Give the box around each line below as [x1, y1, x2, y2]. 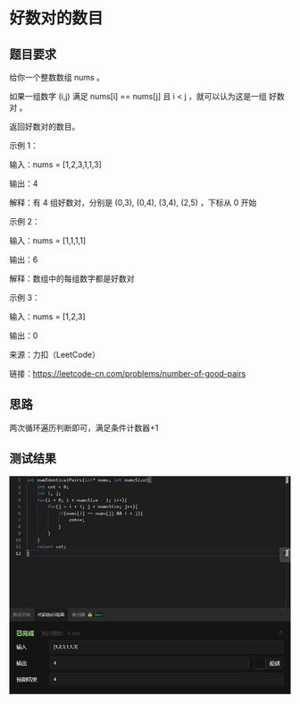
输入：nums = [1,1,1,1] [9, 235, 87, 246]
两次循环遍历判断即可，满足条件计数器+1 [9, 422, 159, 433]
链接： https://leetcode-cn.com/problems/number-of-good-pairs [9, 369, 246, 378]
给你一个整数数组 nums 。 [9, 72, 105, 82]
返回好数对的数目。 [9, 122, 80, 131]
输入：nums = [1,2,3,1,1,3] [9, 159, 103, 170]
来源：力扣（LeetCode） [9, 350, 101, 360]
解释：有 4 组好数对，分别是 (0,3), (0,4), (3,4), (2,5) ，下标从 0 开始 [9, 198, 257, 208]
